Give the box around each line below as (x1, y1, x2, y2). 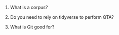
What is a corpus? (10, 5, 48, 10)
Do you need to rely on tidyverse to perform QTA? (10, 14, 114, 20)
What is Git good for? (10, 24, 55, 30)
